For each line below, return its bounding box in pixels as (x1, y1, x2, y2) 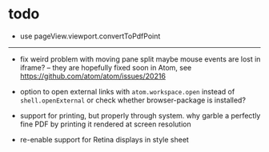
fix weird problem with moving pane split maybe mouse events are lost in (19, 54, 261, 64)
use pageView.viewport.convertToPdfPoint (19, 31, 161, 41)
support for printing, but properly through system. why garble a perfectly (19, 110, 261, 120)
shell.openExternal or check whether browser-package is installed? (19, 95, 247, 105)
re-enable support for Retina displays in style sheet (19, 134, 190, 144)
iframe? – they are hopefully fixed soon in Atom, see (19, 62, 192, 72)
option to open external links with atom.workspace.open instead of (19, 86, 235, 96)
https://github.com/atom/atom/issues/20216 (19, 71, 167, 81)
